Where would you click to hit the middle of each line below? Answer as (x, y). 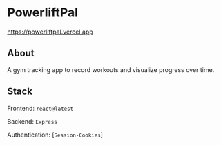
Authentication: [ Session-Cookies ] (55, 135)
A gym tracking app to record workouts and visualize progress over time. (111, 69)
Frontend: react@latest (40, 108)
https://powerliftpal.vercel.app (50, 32)
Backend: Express (32, 121)
